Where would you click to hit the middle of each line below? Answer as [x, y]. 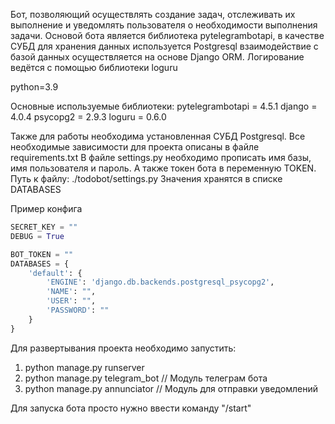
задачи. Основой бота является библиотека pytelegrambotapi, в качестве [167, 35]
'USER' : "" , [71, 301]
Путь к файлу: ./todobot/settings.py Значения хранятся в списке [146, 178]
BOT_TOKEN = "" [42, 254]
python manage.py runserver [84, 367]
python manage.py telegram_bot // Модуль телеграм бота [146, 378]
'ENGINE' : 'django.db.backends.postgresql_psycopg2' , [160, 282]
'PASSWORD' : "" [78, 310]
